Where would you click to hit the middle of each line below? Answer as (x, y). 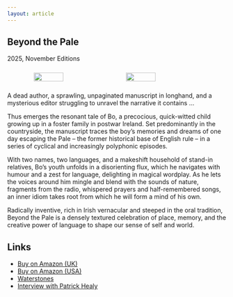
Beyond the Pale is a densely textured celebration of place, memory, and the (117, 218)
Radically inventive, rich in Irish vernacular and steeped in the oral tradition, (115, 211)
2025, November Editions (43, 59)
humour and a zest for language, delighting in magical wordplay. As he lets (114, 174)
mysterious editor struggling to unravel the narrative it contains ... (101, 103)
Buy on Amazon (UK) (47, 264)
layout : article (31, 14)
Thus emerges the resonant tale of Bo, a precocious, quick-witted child (109, 116)
